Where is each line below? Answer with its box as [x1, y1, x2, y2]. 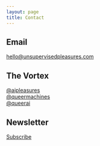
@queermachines [6, 93, 50, 101]
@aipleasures [6, 87, 40, 94]
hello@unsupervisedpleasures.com [6, 53, 95, 61]
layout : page [6, 8, 39, 15]
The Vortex [6, 70, 49, 81]
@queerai [6, 99, 31, 107]
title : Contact [6, 15, 45, 21]
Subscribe [6, 133, 32, 140]
